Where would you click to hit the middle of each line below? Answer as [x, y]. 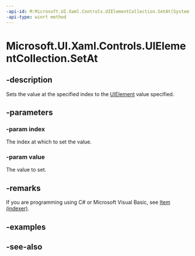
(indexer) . [18, 209]
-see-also [24, 247]
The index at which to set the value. [49, 142]
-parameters [29, 112]
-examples [26, 227]
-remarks [23, 188]
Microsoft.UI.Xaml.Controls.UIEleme [96, 46]
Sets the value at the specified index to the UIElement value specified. [90, 94]
